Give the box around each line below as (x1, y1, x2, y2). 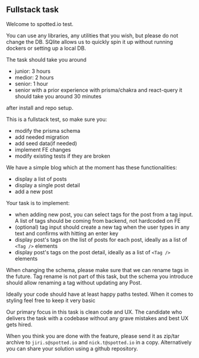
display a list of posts (14, 175, 67, 183)
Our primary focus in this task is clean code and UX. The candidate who (6, 308, 182, 315)
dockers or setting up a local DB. (6, 44, 86, 52)
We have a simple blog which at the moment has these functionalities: (6, 164, 177, 171)
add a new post (14, 188, 53, 195)
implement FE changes (14, 146, 71, 153)
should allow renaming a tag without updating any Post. (6, 279, 142, 286)
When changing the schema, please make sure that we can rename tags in (6, 266, 189, 273)
